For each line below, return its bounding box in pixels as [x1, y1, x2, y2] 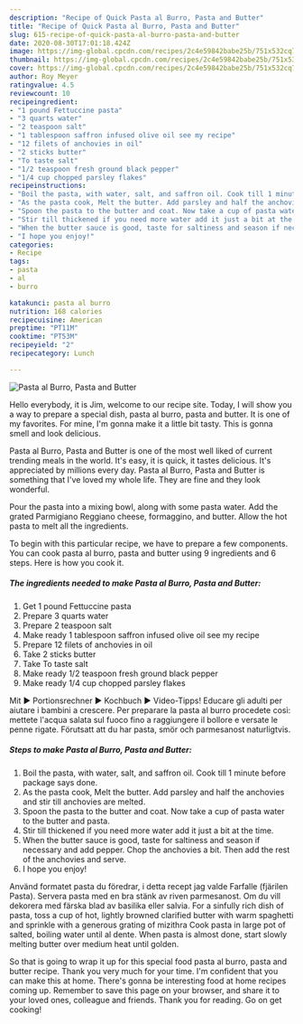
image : [9, 47, 34, 56]
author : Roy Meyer [9, 72, 78, 81]
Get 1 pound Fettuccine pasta [22, 600, 133, 611]
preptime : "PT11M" [9, 324, 78, 333]
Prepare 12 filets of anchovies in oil [22, 639, 153, 650]
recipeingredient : [9, 97, 78, 107]
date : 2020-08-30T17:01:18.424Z [9, 38, 131, 48]
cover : [9, 64, 34, 73]
